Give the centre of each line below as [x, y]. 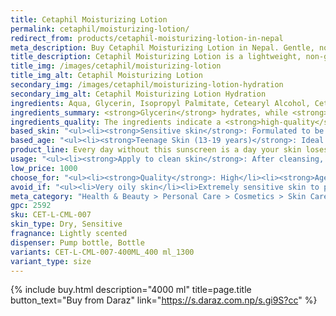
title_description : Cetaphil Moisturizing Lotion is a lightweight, [156, 57]
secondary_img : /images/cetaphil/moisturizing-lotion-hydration [147, 85]
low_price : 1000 [44, 168]
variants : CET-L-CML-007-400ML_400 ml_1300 [102, 252]
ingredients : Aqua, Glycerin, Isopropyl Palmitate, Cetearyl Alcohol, [160, 103]
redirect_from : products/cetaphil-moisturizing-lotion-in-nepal [147, 38]
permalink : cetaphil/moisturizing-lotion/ [100, 29]
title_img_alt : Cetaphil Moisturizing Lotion [106, 76]
